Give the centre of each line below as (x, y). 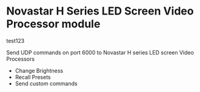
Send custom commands (46, 84)
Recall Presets (33, 77)
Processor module (53, 24)
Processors (21, 59)
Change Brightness (39, 70)
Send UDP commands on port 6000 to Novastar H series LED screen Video (100, 52)
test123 (15, 41)
